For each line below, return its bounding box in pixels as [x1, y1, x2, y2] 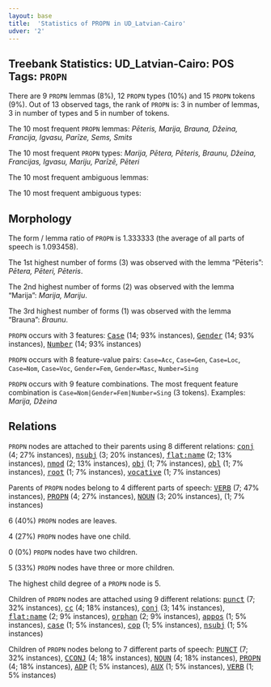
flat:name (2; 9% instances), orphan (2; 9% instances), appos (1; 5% [8, 611, 247, 621]
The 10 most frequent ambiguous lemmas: [8, 173, 149, 182]
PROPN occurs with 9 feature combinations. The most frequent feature [8, 379, 239, 389]
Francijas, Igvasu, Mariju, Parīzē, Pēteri [8, 157, 140, 167]
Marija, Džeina [8, 396, 57, 406]
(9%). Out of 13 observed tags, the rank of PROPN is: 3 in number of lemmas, [8, 100, 260, 109]
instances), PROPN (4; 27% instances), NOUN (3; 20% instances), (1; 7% [8, 491, 245, 501]
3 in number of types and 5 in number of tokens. [8, 109, 170, 118]
